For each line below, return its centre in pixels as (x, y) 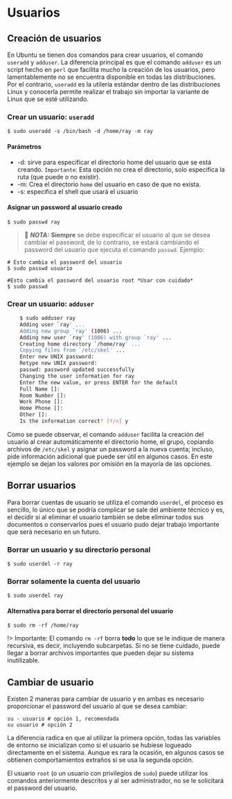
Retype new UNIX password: (59, 363)
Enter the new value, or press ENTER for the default (99, 382)
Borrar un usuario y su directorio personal (79, 550)
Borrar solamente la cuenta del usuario (74, 581)
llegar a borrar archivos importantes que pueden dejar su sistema (100, 653)
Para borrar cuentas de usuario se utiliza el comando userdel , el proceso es (115, 502)
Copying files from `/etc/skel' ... (73, 350)
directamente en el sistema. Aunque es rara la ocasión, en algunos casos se (116, 753)
